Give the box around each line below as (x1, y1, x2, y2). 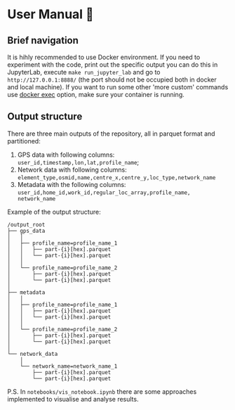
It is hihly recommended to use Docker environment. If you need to (7, 53, 201, 61)
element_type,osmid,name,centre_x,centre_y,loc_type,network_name (17, 174, 216, 181)
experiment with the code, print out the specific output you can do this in (7, 60, 218, 69)
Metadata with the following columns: (17, 180, 126, 188)
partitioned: (7, 136, 41, 145)
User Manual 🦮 (7, 6, 94, 23)
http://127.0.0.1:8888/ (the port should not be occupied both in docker (7, 75, 217, 84)
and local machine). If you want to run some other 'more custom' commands (7, 83, 229, 91)
